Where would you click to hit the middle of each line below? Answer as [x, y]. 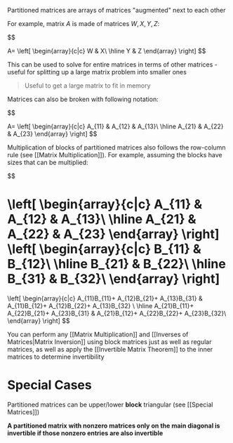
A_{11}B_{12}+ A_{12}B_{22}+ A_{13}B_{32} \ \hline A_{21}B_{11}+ [101, 305]
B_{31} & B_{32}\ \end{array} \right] [113, 279]
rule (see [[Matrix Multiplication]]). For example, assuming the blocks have [115, 155]
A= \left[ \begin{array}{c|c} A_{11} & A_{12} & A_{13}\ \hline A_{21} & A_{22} [115, 126]
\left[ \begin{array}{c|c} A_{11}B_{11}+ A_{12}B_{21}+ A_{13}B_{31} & [105, 298]
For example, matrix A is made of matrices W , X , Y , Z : [84, 24]
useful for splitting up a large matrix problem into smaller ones [97, 72]
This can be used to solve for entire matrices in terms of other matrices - [112, 65]
